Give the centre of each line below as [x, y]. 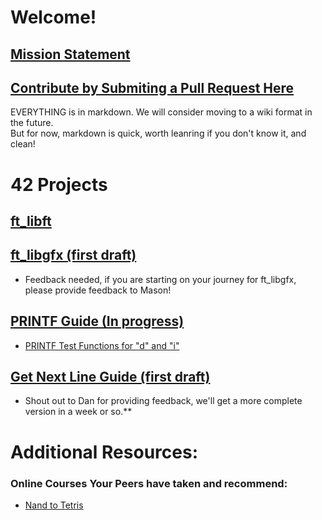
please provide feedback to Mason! [98, 290]
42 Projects [59, 184]
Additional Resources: [104, 452]
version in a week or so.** [78, 412]
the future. [32, 123]
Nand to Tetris [54, 505]
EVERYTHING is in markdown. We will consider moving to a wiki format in [161, 112]
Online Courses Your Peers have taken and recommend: [149, 483]
